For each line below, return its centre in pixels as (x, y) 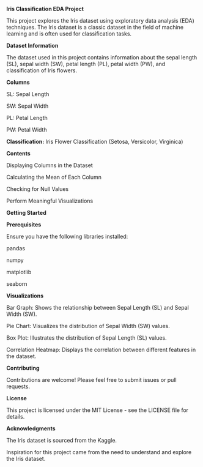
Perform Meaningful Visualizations (50, 201)
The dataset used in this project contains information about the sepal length (102, 57)
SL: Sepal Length (28, 94)
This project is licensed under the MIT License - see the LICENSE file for (97, 410)
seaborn (17, 284)
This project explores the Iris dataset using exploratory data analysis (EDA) (100, 21)
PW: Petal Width (27, 130)
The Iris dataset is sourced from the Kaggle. (62, 440)
